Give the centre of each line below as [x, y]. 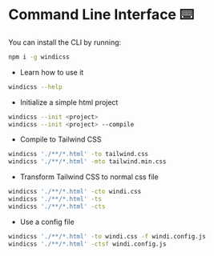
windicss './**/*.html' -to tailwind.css [79, 154]
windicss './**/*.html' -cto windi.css [75, 192]
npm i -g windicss [39, 57]
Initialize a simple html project [69, 102]
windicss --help [35, 87]
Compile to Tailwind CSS [61, 139]
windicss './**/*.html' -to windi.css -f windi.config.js [107, 236]
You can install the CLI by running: [65, 42]
